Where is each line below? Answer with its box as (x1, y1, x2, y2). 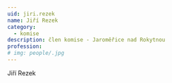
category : (7, 23, 37, 30)
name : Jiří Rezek (7, 17, 59, 24)
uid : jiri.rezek (7, 10, 55, 18)
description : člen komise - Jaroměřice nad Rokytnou (7, 37, 166, 44)
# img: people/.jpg (7, 50, 65, 57)
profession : (7, 43, 42, 50)
